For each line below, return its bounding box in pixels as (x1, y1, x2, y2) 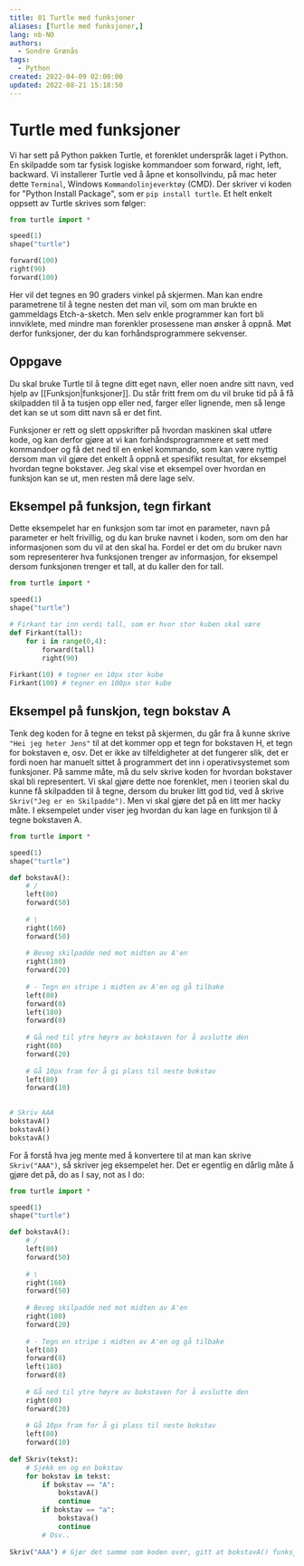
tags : (9, 55, 30, 64)
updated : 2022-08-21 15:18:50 (9, 81, 124, 90)
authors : (9, 38, 43, 48)
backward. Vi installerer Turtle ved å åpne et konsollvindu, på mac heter (9, 168, 278, 179)
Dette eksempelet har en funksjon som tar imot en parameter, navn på (9, 522, 271, 534)
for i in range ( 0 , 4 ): (25, 636, 107, 645)
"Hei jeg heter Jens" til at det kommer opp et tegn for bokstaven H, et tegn (9, 737, 293, 748)
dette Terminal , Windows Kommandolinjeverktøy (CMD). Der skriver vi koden (9, 178, 292, 189)
